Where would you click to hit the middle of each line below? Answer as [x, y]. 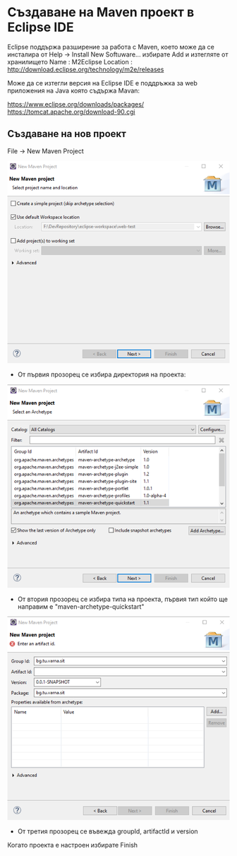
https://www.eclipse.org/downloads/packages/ [76, 104]
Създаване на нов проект [67, 134]
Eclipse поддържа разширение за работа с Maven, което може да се [111, 47]
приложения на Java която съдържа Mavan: [73, 90]
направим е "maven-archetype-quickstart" [81, 606]
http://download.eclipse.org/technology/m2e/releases [86, 69]
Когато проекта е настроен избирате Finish [73, 845]
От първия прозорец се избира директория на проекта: [102, 374]
